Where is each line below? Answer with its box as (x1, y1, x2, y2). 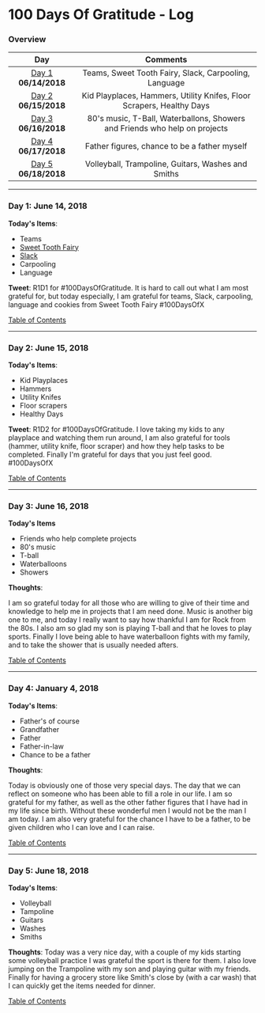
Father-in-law (19, 742, 65, 751)
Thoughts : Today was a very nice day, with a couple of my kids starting (8, 947, 241, 957)
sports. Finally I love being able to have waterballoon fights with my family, (8, 632, 250, 642)
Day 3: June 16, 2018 (8, 501, 89, 511)
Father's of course (19, 716, 80, 726)
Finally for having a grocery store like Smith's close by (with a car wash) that (8, 972, 257, 982)
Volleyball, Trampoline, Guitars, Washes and (84, 158, 248, 169)
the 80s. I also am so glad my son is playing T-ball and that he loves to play (8, 624, 252, 633)
